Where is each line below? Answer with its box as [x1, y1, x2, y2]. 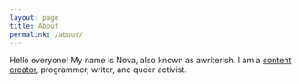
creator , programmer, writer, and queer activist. [9, 64, 187, 75]
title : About [9, 22, 59, 31]
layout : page [9, 13, 59, 23]
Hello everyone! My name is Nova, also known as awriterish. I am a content [9, 55, 292, 66]
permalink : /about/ [9, 30, 84, 39]
